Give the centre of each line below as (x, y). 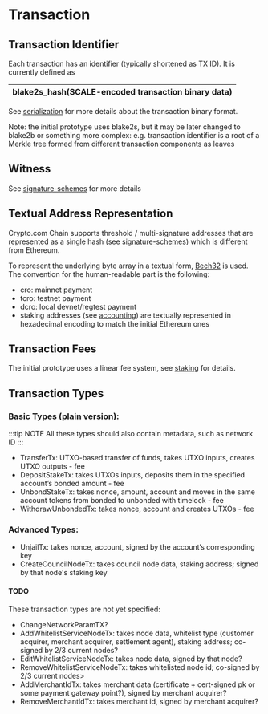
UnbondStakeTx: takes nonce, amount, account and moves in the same (137, 492)
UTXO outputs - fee (53, 466)
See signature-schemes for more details (75, 188)
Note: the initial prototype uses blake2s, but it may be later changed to (124, 127)
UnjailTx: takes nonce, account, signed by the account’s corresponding (137, 547)
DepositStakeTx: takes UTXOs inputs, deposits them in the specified (132, 475)
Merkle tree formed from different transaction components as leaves (122, 144)
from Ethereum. (34, 249)
